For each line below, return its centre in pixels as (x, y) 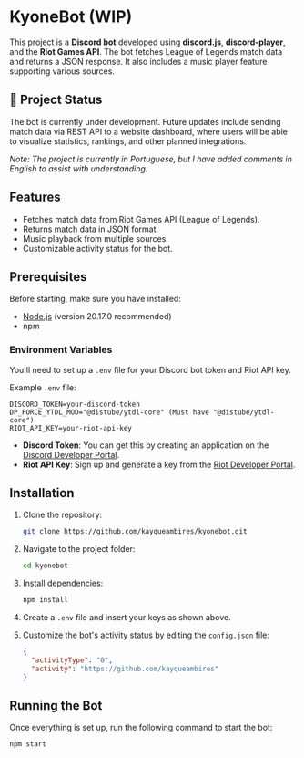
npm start (28, 744)
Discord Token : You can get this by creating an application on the (146, 445)
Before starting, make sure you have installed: (96, 299)
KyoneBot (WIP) (71, 17)
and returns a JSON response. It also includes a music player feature (138, 61)
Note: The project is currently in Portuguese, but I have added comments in (151, 159)
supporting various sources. (62, 71)
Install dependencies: (63, 583)
